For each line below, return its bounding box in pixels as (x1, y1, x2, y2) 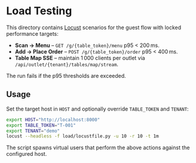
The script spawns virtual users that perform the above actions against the (6, 144, 190, 151)
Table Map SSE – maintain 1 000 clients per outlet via (14, 54, 145, 61)
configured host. (6, 151, 47, 158)
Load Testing (6, 4, 72, 18)
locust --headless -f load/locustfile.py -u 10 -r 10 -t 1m (6, 133, 160, 139)
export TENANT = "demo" (6, 128, 60, 134)
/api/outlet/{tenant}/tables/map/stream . (14, 61, 118, 68)
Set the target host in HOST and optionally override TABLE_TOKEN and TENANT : (6, 105, 189, 112)
